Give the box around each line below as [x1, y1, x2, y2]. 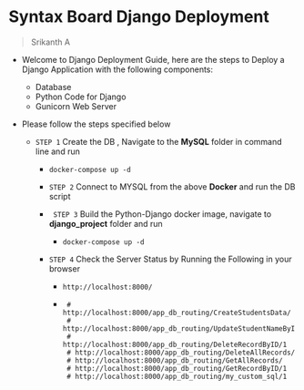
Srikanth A [30, 36, 70, 47]
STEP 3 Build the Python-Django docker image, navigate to [53, 208, 272, 220]
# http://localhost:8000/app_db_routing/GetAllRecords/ [66, 355, 283, 365]
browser [48, 262, 81, 274]
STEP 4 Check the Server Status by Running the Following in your [48, 253, 292, 264]
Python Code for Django [35, 91, 127, 102]
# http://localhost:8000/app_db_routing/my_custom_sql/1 [66, 372, 288, 381]
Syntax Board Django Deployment [8, 6, 269, 27]
